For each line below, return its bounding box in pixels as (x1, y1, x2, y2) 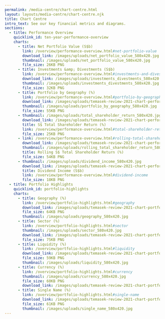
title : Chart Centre (4, 16, 47, 21)
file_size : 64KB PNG (22, 210, 65, 215)
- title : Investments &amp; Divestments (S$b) (17, 67, 115, 72)
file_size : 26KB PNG (22, 62, 65, 67)
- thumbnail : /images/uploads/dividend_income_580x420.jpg (17, 159, 141, 164)
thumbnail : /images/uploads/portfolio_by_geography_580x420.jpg (22, 104, 157, 109)
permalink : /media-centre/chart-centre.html (4, 7, 98, 12)
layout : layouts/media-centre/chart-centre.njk (4, 12, 104, 17)
